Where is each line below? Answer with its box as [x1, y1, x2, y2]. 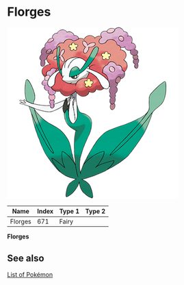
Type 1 [59, 207, 80, 216]
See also [7, 252, 44, 264]
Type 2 [85, 207, 106, 216]
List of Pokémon [7, 271, 53, 278]
